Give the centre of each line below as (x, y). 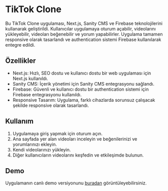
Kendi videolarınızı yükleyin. (41, 149)
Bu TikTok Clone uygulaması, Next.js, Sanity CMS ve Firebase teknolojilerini (84, 23)
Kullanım (19, 121)
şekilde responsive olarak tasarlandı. (51, 105)
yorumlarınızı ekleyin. (35, 144)
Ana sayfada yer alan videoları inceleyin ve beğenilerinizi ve (75, 139)
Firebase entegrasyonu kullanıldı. (47, 94)
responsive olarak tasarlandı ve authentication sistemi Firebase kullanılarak (83, 40)
